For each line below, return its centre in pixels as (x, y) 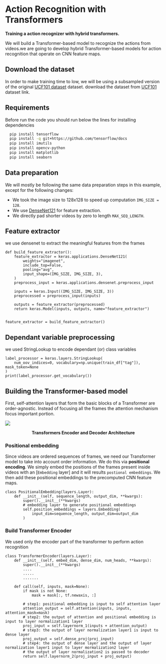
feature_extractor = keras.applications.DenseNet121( (71, 257)
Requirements (27, 108)
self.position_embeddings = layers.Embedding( (72, 510)
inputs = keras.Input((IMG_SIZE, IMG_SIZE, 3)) (64, 292)
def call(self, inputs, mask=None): (52, 586)
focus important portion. (30, 414)
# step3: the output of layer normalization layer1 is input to (91, 630)
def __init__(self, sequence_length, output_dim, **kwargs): (78, 497)
